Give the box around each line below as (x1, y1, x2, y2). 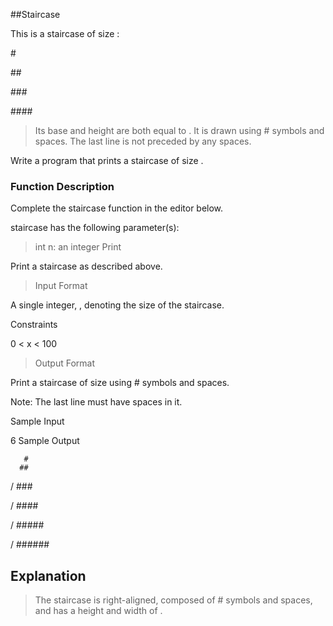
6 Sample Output (10, 435, 80, 447)
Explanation (10, 567, 87, 584)
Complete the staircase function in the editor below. (10, 202, 224, 214)
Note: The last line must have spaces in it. (10, 396, 183, 408)
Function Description (10, 179, 115, 193)
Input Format (34, 280, 88, 292)
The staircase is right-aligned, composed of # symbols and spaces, (34, 594, 313, 606)
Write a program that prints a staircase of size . (10, 155, 204, 166)
